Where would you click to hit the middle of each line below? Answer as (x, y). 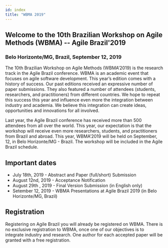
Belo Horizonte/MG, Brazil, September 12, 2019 (63, 57)
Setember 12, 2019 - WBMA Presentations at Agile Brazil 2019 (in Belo (85, 191)
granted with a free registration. (38, 240)
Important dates (31, 163)
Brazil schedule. (22, 147)
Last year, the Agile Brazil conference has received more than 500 (73, 120)
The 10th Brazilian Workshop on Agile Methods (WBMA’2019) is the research (84, 68)
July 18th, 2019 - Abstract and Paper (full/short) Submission (74, 175)
